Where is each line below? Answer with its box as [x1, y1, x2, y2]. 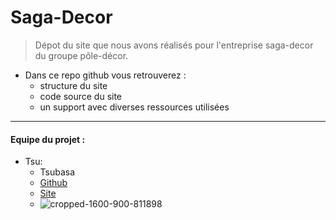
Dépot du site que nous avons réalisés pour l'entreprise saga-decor [34, 39, 314, 51]
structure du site [39, 79, 108, 91]
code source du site [39, 90, 123, 102]
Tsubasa [39, 166, 76, 178]
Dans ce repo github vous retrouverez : [24, 69, 187, 81]
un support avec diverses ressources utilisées [39, 101, 230, 113]
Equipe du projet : [10, 133, 86, 145]
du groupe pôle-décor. [34, 49, 129, 61]
